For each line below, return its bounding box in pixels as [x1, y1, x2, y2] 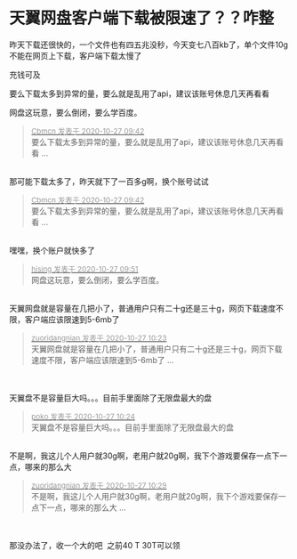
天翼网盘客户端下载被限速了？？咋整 [9, 8, 275, 28]
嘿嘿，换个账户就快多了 [9, 245, 95, 255]
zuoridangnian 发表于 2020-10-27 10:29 [30, 480, 167, 490]
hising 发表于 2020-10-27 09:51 [30, 263, 139, 274]
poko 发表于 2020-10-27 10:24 [30, 411, 136, 421]
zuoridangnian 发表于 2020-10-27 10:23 [30, 333, 167, 343]
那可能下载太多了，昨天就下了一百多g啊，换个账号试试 [9, 175, 209, 187]
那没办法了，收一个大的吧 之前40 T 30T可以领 [9, 539, 181, 550]
